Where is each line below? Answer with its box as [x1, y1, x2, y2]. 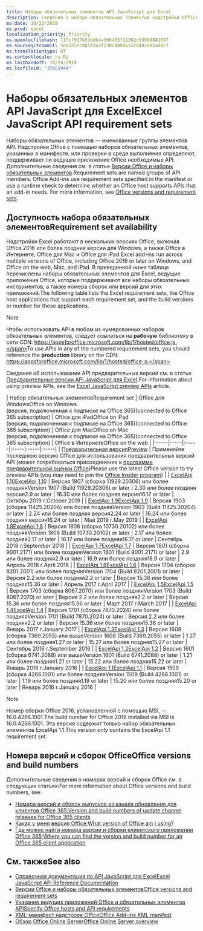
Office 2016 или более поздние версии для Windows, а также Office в [6, 245, 185, 252]
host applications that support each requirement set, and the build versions [6, 296, 193, 303]
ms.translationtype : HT [6, 48, 66, 54]
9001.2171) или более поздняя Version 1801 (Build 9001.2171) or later [6, 548, 177, 556]
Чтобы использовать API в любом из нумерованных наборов [6, 326, 164, 333]
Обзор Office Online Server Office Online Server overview [14, 918, 159, 925]
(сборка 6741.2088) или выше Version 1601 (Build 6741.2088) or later [6, 651, 179, 659]
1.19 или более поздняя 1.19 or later [22, 677, 109, 685]
